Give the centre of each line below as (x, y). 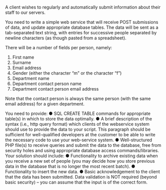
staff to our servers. (25, 12)
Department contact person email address (55, 89)
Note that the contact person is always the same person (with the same (78, 98)
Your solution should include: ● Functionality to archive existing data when (82, 156)
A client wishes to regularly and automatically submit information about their (83, 7)
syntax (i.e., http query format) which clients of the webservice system (77, 124)
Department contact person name (47, 84)
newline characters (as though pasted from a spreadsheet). (66, 38)
